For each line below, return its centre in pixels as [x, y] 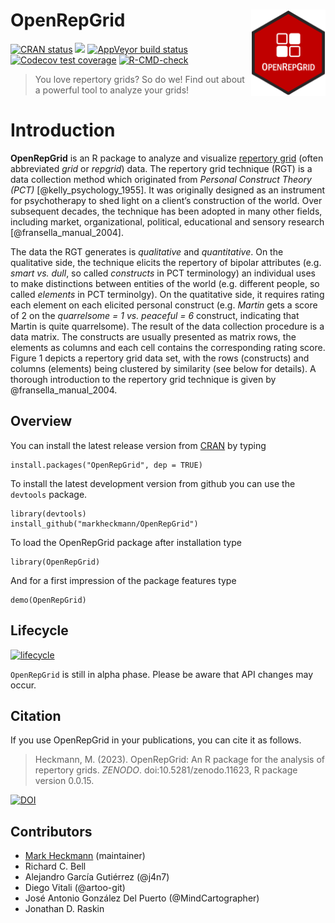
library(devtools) [48, 514]
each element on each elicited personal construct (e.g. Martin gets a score [164, 305]
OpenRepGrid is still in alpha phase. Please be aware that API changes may [161, 674]
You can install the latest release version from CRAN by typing [138, 445]
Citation [36, 715]
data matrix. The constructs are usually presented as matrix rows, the [153, 336]
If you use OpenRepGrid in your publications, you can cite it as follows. [156, 740]
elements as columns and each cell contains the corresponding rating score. [168, 347]
